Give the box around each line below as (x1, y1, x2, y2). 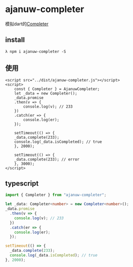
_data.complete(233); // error (14, 157, 80, 162)
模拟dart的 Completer (5, 21, 49, 27)
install (5, 36, 25, 44)
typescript (5, 179, 39, 188)
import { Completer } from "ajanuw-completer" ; (5, 193, 107, 198)
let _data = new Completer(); (14, 91, 78, 96)
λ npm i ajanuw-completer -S (5, 49, 66, 54)
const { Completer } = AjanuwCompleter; (14, 86, 100, 92)
